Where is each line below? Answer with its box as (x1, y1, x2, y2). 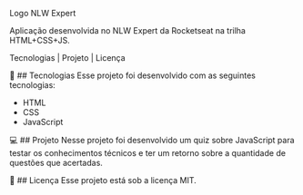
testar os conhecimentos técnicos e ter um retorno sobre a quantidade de (9, 148, 287, 158)
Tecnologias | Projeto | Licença (9, 53, 126, 63)
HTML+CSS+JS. (9, 35, 70, 45)
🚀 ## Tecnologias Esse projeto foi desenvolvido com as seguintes (9, 70, 257, 81)
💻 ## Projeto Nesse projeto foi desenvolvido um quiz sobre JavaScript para (9, 135, 295, 145)
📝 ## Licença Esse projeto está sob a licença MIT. (9, 175, 197, 185)
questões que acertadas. (9, 158, 103, 168)
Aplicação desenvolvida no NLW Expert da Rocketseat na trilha (9, 25, 246, 35)
